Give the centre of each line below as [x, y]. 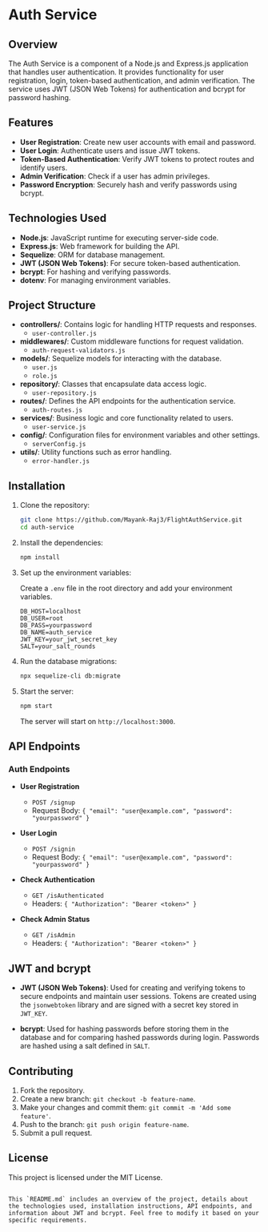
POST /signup [54, 803]
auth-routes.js [57, 410]
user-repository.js [64, 393]
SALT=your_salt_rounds [58, 646]
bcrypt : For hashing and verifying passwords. [95, 272]
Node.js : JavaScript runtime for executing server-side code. [119, 237]
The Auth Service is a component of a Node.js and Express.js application [128, 63]
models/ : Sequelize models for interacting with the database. [121, 359]
